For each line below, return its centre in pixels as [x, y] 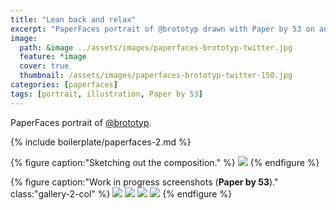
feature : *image [53, 57]
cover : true [44, 66]
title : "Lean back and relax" [73, 19]
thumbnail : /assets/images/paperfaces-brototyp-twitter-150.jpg [156, 76]
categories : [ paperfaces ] [64, 85]
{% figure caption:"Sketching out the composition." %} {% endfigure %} [165, 162]
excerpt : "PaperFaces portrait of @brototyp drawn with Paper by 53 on [162, 29]
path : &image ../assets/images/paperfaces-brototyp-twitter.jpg [156, 47]
